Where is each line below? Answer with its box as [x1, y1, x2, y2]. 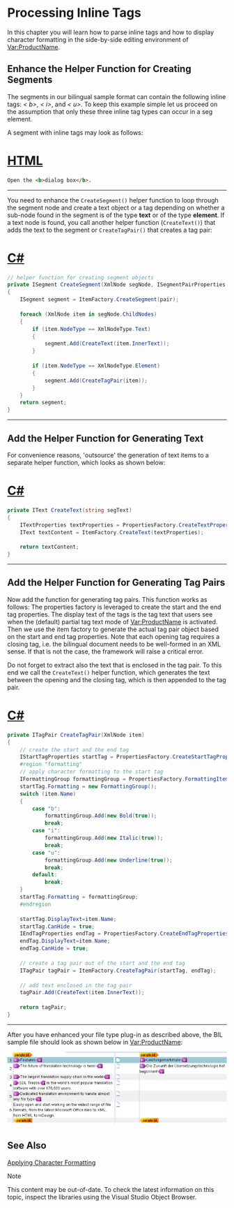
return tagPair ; [19, 1004, 68, 1011]
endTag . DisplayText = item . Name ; [19, 938, 111, 945]
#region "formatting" [19, 761, 82, 768]
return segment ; [19, 399, 68, 406]
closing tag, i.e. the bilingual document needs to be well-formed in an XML [7, 640, 221, 648]
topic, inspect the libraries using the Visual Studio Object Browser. [7, 1193, 197, 1201]
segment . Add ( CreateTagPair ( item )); [44, 377, 148, 384]
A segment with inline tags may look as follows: [7, 128, 143, 137]
